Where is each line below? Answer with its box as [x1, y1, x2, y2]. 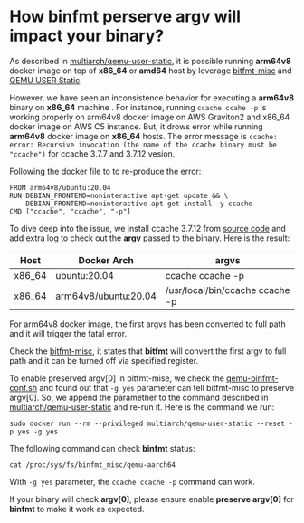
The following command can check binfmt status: [9, 442, 195, 453]
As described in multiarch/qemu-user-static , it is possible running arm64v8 [9, 55, 291, 66]
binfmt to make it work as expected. [9, 503, 145, 514]
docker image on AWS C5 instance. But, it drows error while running [9, 120, 264, 132]
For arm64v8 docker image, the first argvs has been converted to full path [9, 319, 287, 329]
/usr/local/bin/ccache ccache [165, 283, 290, 296]
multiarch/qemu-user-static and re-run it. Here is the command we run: [9, 401, 275, 413]
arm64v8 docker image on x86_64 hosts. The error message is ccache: [9, 130, 278, 141]
